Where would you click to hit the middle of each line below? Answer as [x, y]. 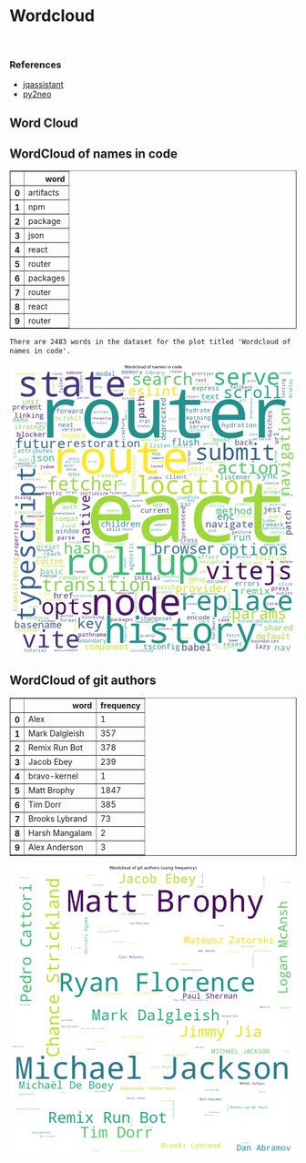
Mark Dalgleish [56, 733]
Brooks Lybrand [58, 819]
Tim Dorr [45, 805]
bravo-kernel [54, 776]
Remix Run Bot [56, 748]
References [36, 65]
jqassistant [43, 85]
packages [47, 278]
